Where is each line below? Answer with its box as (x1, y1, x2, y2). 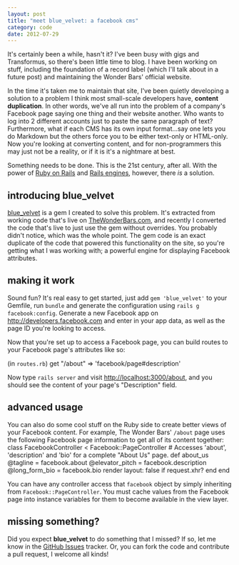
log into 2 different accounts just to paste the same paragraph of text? (7, 117, 213, 126)
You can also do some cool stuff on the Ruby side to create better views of (7, 420, 227, 429)
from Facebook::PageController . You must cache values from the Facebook (7, 487, 230, 496)
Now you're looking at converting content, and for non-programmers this (7, 140, 222, 149)
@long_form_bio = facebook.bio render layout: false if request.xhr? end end (7, 466, 230, 474)
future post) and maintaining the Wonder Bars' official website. (7, 73, 192, 81)
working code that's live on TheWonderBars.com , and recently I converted (7, 216, 226, 225)
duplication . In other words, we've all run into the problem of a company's (7, 101, 226, 111)
